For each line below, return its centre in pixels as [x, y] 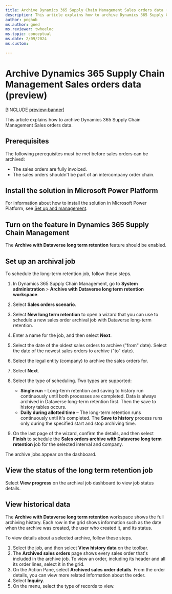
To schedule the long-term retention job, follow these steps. [68, 274]
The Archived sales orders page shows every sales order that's [80, 553]
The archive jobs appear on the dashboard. [51, 454]
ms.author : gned [23, 24]
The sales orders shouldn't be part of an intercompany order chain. [83, 174]
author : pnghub [21, 20]
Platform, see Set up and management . [47, 208]
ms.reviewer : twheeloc [29, 29]
